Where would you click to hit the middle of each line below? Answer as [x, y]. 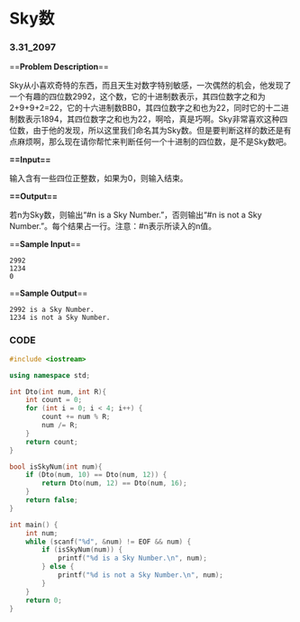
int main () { [34, 525]
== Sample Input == [45, 244]
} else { [58, 567]
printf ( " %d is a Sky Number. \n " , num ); [132, 558]
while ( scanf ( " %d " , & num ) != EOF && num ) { [109, 542]
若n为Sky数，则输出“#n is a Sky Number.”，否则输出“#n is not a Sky [136, 215]
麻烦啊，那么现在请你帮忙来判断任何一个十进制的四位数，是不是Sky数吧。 [154, 142]
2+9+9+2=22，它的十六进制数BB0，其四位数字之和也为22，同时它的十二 [145, 108]
